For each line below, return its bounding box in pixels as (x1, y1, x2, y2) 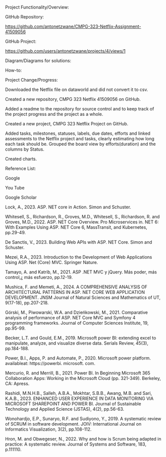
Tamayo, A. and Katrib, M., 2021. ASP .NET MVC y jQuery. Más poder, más (5, 269, 157, 275)
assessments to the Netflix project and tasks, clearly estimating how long (5, 136, 155, 141)
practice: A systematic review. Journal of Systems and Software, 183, (5, 441, 147, 447)
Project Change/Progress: (5, 77, 58, 83)
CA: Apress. (5, 380, 30, 386)
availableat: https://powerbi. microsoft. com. (5, 361, 96, 366)
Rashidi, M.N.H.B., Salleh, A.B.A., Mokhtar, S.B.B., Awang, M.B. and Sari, (5, 390, 152, 396)
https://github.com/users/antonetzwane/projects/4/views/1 (5, 48, 126, 54)
